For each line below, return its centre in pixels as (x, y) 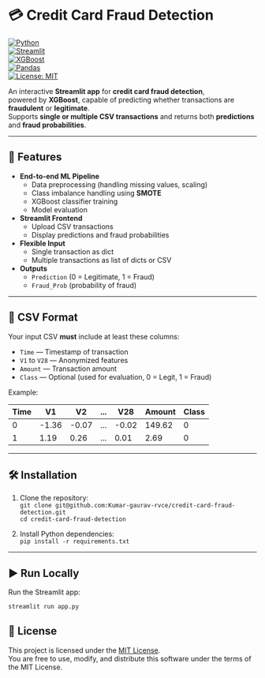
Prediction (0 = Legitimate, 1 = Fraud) (93, 276)
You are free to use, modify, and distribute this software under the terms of (130, 658)
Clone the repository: (54, 498)
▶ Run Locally (44, 573)
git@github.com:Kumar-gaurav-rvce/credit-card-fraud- (145, 506)
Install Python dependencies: (67, 534)
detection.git (43, 513)
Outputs (33, 268)
